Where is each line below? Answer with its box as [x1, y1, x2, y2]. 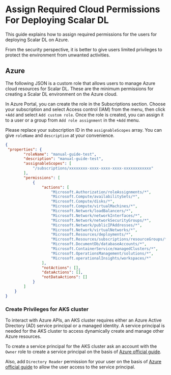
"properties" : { [7, 147, 42, 152]
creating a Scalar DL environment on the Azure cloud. [5, 91, 118, 97]
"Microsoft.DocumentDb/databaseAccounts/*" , [50, 242, 147, 247]
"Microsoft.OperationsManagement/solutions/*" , [50, 251, 154, 256]
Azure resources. [5, 333, 42, 339]
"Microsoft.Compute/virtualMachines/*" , [50, 204, 138, 209]
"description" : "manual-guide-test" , [23, 156, 103, 161]
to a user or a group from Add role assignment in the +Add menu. [5, 117, 140, 123]
